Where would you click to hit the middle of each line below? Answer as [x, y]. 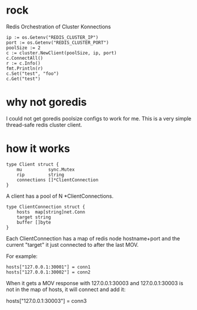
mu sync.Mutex [46, 169]
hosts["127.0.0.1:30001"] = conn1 [49, 267]
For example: [22, 256]
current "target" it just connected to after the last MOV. [72, 244]
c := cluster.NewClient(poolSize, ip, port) [61, 53]
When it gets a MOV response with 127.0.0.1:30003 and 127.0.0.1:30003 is [95, 283]
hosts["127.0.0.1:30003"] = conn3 [46, 301]
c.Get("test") [24, 79]
